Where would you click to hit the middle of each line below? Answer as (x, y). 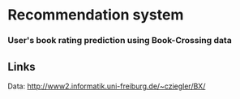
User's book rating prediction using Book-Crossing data (120, 41)
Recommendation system (96, 15)
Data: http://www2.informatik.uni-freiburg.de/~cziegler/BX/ (107, 86)
